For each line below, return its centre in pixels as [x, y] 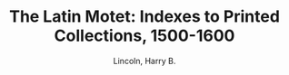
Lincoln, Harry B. [144, 61]
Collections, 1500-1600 [144, 36]
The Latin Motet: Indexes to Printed [144, 17]
